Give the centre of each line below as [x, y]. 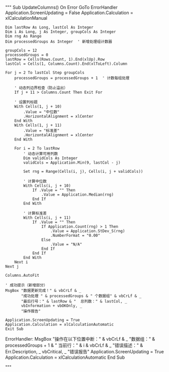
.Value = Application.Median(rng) [77, 195]
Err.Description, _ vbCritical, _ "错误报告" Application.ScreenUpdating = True [84, 351]
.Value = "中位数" [41, 112]
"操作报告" [31, 311]
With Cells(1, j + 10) [38, 106]
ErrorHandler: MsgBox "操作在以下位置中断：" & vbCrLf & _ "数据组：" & [80, 339]
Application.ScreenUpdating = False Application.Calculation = [69, 13]
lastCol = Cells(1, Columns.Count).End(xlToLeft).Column [66, 64]
